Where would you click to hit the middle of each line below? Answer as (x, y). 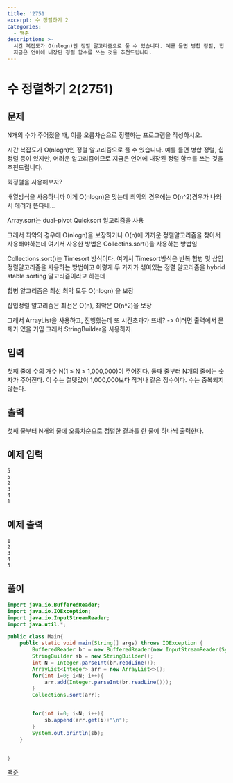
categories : (24, 26)
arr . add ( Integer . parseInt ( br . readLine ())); (108, 682)
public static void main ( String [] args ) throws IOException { (111, 643)
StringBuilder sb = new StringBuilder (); (93, 656)
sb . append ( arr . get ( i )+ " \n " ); (86, 720)
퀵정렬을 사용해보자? (35, 182)
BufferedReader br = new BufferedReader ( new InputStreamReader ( (127, 650)
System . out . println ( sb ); (68, 733)
